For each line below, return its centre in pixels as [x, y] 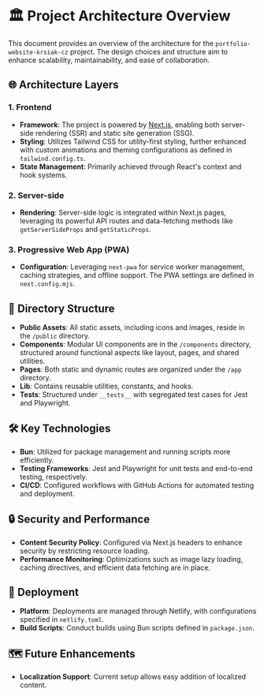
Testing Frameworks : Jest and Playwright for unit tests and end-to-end [136, 468]
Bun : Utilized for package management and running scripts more [125, 451]
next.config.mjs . [47, 284]
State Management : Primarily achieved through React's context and [130, 167]
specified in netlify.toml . [62, 619]
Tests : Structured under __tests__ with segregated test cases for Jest [134, 395]
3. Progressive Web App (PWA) [69, 249]
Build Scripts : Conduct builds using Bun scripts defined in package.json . [137, 628]
